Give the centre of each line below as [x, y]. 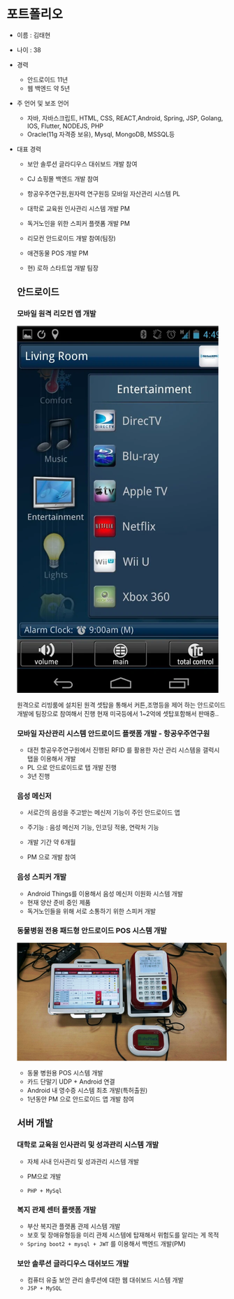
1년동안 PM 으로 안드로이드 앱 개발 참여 [80, 1099]
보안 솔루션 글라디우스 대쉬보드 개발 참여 [82, 164]
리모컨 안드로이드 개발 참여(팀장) [71, 238]
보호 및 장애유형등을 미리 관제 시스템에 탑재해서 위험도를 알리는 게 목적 [123, 1235]
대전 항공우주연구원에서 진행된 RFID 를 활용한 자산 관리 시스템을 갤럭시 [123, 749]
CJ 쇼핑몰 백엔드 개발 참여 [63, 178]
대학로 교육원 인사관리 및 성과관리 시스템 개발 [88, 1145]
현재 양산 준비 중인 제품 [59, 902]
